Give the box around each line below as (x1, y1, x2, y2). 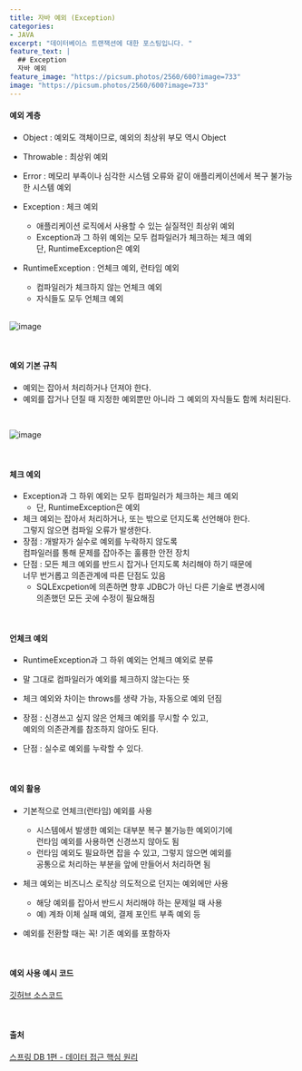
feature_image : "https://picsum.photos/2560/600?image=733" (9, 73, 242, 82)
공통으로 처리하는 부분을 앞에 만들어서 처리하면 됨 (35, 859, 211, 870)
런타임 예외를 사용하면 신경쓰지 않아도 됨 (35, 836, 180, 847)
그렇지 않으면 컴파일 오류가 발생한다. (22, 525, 151, 535)
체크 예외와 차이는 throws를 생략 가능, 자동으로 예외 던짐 (22, 693, 222, 704)
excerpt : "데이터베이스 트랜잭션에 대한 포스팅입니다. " (9, 38, 193, 48)
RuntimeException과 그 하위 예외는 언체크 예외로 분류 (22, 654, 214, 665)
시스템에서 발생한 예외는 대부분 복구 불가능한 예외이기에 (35, 824, 233, 835)
